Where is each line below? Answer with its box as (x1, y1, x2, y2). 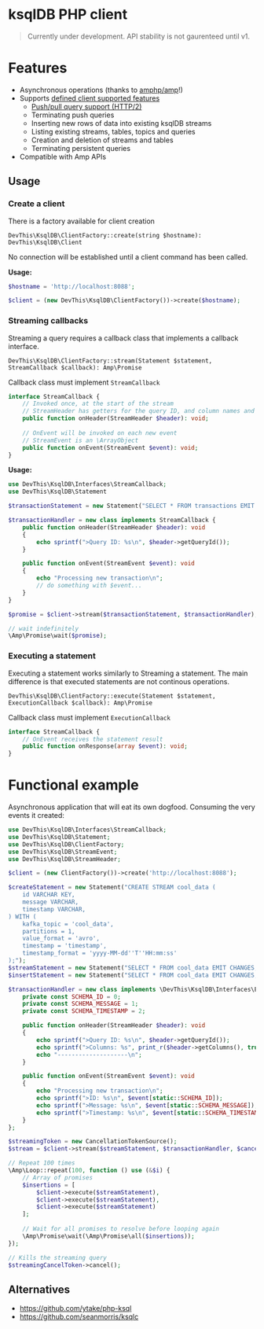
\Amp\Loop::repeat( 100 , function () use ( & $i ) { (8, 1166, 170, 1175)
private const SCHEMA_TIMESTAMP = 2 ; (22, 1007, 146, 1015)
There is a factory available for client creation (8, 216, 156, 226)
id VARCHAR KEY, (22, 891, 76, 899)
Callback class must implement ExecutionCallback (8, 712, 171, 722)
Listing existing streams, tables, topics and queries (31, 127, 196, 136)
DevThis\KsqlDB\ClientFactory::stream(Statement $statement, (8, 356, 213, 365)
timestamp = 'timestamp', (22, 942, 108, 950)
